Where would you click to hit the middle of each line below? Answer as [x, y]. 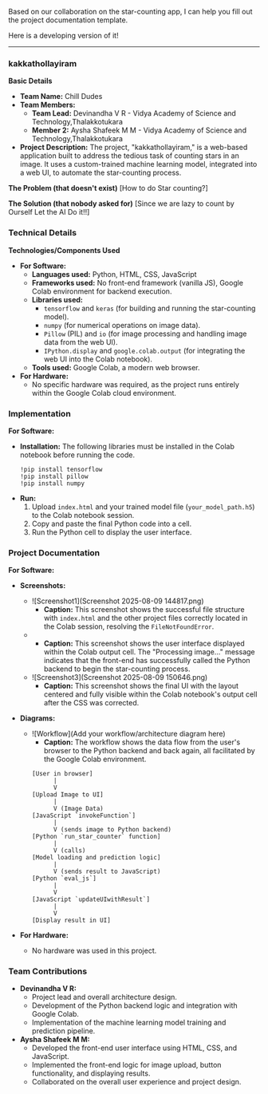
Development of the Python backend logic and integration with [134, 1005]
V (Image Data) [78, 809]
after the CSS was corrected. [91, 703]
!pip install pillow [54, 476]
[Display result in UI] [71, 921]
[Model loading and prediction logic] [96, 858]
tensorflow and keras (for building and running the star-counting [150, 308]
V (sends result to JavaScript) [107, 872]
